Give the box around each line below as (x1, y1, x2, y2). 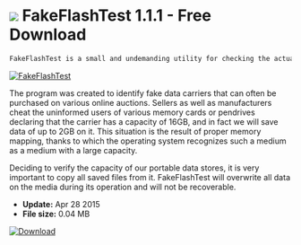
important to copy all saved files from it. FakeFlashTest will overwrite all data (9, 171, 291, 182)
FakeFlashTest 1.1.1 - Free (21, 5, 212, 26)
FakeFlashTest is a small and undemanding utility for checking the (9, 54, 271, 63)
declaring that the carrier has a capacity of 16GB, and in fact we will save (9, 116, 279, 127)
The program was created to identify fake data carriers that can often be (9, 87, 277, 99)
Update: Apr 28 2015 (21, 198, 100, 209)
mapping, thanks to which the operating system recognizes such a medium (9, 136, 287, 146)
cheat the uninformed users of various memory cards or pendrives (9, 107, 255, 118)
